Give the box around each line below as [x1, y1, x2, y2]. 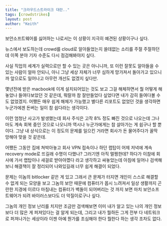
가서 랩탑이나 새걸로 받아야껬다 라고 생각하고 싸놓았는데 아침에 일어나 [14, 157, 149, 163]
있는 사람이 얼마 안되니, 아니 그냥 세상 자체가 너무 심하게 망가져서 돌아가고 [5, 69, 149, 75]
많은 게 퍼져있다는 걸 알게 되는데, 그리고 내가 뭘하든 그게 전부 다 [19, 210, 143, 216]
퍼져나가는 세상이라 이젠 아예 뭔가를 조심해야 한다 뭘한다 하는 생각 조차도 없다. [10, 216, 162, 222]
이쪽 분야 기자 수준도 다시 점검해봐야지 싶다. [10, 52, 96, 58]
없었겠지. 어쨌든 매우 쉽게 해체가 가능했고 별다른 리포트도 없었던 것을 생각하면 [10, 98, 161, 105]
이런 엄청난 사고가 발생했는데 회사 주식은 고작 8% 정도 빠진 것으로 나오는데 [5, 115, 151, 121]
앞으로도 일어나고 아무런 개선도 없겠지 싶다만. [10, 75, 99, 81]
